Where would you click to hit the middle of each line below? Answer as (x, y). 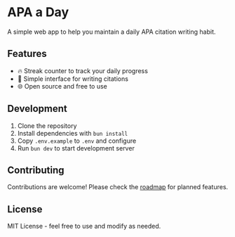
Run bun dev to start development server (76, 148)
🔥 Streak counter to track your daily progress (83, 70)
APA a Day (38, 12)
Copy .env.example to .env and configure (77, 141)
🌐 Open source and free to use (62, 86)
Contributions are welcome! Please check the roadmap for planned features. (118, 187)
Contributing (36, 170)
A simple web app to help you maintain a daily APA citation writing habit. (112, 32)
